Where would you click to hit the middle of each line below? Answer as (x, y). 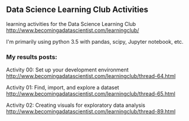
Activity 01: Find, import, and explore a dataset (63, 87)
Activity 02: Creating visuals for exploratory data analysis (76, 105)
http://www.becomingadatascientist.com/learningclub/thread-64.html (91, 76)
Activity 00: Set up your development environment (67, 70)
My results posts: (32, 57)
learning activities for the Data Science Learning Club (71, 24)
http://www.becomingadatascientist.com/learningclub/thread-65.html (91, 94)
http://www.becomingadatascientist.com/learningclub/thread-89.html (91, 112)
